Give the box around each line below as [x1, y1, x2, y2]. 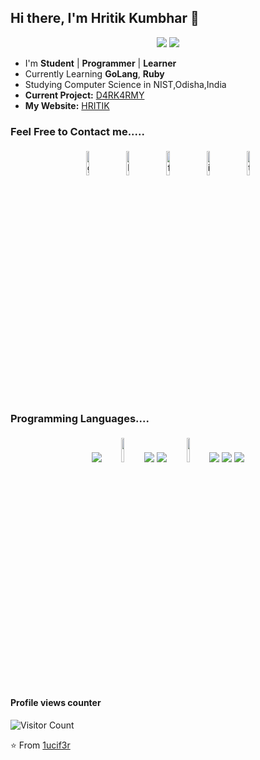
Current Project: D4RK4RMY [24, 89, 145, 101]
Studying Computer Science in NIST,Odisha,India [24, 78, 227, 90]
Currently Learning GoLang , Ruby [24, 67, 165, 80]
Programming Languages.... [10, 412, 150, 426]
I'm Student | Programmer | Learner [24, 57, 177, 69]
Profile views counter [10, 697, 102, 708]
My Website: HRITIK [24, 99, 110, 111]
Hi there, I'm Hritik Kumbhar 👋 [10, 10, 200, 27]
